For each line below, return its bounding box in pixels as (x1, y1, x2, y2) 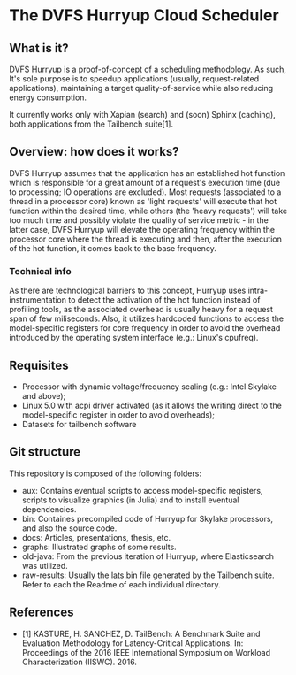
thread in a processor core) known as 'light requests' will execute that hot (9, 196, 277, 206)
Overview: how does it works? (9, 144, 179, 159)
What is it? (9, 41, 69, 56)
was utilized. (21, 560, 68, 571)
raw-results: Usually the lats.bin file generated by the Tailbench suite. (21, 570, 276, 580)
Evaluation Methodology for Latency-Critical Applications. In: (21, 638, 244, 648)
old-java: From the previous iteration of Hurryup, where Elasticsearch (21, 550, 274, 562)
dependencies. (21, 503, 77, 514)
